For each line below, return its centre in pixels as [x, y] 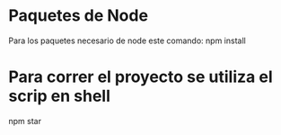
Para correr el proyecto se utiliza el [140, 77]
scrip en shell [60, 96]
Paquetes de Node [79, 16]
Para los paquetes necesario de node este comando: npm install [127, 40]
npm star [25, 121]
